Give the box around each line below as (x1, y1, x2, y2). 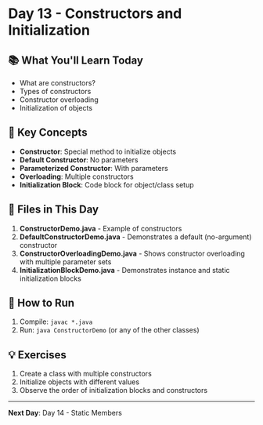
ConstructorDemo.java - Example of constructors (19, 223, 182, 233)
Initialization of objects (19, 104, 92, 112)
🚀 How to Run (8, 296, 75, 310)
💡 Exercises (8, 348, 67, 361)
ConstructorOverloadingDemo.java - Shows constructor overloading (19, 249, 245, 258)
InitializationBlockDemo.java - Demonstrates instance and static (19, 265, 230, 274)
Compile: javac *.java (19, 317, 93, 326)
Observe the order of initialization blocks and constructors (19, 386, 208, 395)
